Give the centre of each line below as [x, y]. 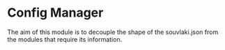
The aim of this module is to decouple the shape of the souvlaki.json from [113, 32]
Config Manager [55, 13]
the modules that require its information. [65, 39]
